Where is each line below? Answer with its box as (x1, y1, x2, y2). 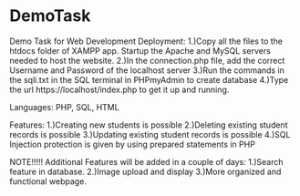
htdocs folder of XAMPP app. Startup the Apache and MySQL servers (9, 45, 271, 56)
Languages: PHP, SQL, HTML (9, 101, 120, 112)
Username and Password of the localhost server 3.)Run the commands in (9, 65, 285, 76)
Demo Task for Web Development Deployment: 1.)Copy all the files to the (9, 36, 284, 46)
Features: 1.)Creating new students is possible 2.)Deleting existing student (9, 119, 288, 130)
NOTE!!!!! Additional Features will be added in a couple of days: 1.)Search (9, 156, 284, 167)
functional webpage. (9, 175, 87, 187)
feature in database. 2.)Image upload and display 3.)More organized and (9, 166, 282, 177)
